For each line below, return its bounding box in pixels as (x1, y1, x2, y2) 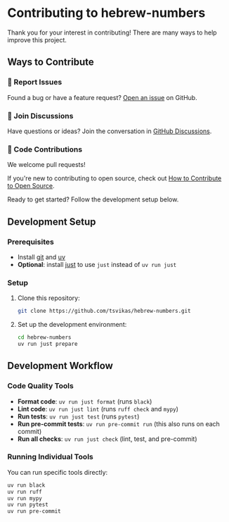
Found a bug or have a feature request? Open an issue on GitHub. (7, 93, 198, 101)
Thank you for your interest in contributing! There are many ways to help (7, 28, 217, 37)
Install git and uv (17, 252, 65, 261)
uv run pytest (7, 502, 49, 509)
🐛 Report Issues (7, 77, 63, 87)
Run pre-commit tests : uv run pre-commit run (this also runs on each (17, 419, 220, 428)
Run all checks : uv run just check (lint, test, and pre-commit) (17, 435, 197, 443)
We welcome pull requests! (7, 161, 86, 169)
